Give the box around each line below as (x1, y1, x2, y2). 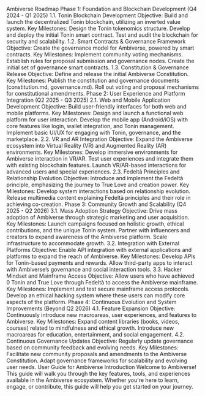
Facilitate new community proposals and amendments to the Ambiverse (6, 351, 187, 357)
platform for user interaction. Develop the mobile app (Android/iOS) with (6, 116, 188, 123)
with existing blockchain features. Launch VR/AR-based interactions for (6, 162, 187, 169)
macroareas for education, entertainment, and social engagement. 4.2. (6, 331, 185, 338)
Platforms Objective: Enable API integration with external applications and (6, 246, 192, 253)
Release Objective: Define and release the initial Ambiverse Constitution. (6, 70, 188, 77)
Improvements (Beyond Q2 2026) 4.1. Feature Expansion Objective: (6, 305, 176, 312)
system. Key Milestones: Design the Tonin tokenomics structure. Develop (6, 25, 191, 32)
